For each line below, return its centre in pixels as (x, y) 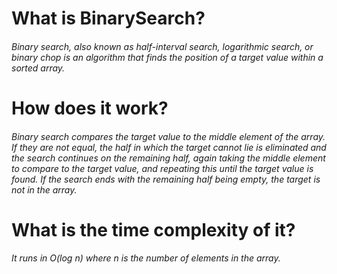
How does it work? (90, 108)
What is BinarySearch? (108, 18)
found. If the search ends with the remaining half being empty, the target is (166, 179)
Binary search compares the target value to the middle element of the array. (168, 136)
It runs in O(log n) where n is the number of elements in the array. (146, 258)
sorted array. (38, 68)
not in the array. (44, 189)
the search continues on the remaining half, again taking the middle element (168, 158)
